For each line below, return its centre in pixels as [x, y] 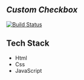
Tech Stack [28, 44]
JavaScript [28, 70]
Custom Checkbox [42, 10]
